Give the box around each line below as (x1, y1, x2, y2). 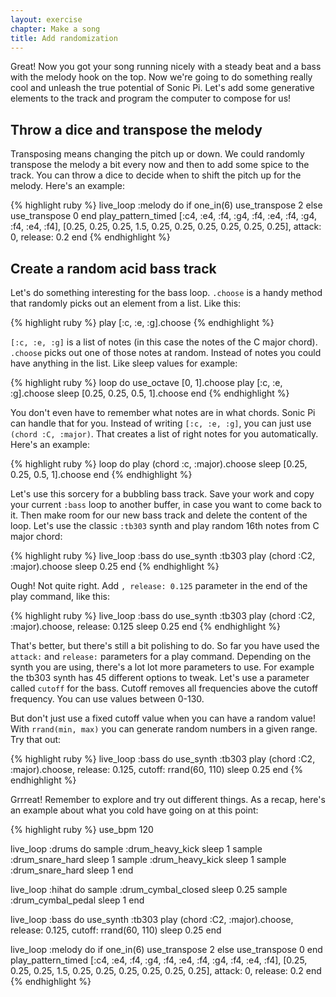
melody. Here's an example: (10, 180, 126, 192)
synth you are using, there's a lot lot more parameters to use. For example (10, 661, 315, 673)
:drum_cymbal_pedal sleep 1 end (10, 894, 145, 906)
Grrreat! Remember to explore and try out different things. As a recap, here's (10, 794, 326, 805)
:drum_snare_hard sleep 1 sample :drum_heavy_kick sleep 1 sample (10, 854, 287, 865)
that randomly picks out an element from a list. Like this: (10, 297, 242, 309)
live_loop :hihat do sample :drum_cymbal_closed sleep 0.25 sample (10, 884, 288, 895)
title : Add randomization (10, 33, 118, 43)
